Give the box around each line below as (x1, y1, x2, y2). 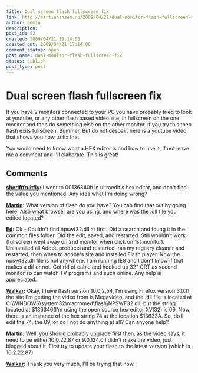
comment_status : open (6, 47, 60, 53)
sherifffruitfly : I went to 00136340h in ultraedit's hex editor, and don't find (6, 184, 187, 191)
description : (6, 25, 38, 31)
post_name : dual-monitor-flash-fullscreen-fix (6, 53, 123, 58)
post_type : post (6, 63, 46, 70)
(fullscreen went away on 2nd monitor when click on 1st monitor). (6, 238, 165, 246)
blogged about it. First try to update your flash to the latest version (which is (6, 343, 190, 350)
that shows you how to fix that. (6, 133, 81, 140)
